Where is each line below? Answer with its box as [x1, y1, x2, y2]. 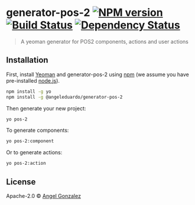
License [6, 177, 36, 187]
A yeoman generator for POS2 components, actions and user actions [20, 38, 189, 45]
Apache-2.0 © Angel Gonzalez [6, 192, 82, 199]
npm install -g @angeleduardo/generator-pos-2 [6, 94, 123, 100]
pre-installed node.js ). [6, 77, 60, 84]
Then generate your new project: [6, 105, 86, 112]
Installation [6, 55, 48, 65]
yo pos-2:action [6, 160, 46, 167]
